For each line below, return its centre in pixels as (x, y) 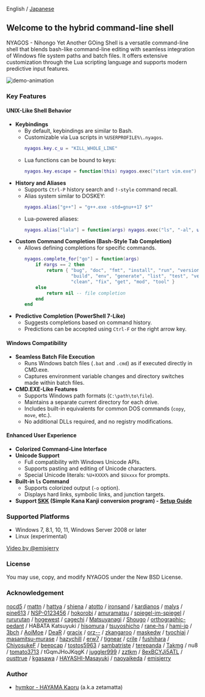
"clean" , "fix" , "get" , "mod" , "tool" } (123, 282)
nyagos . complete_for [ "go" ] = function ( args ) (82, 259)
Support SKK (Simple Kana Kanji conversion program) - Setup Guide (103, 501)
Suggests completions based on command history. (88, 323)
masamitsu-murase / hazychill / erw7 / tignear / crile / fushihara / (88, 638)
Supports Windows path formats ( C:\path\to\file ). (89, 395)
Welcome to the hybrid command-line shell (90, 28)
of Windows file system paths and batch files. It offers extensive (87, 55)
